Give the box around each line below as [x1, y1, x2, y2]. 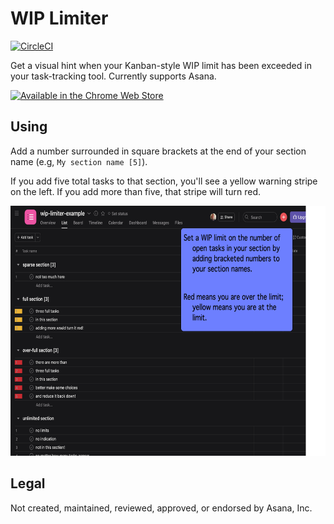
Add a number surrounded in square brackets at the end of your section [10, 145, 307, 157]
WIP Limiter [10, 7, 109, 30]
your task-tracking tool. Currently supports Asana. [10, 70, 217, 82]
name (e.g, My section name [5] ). [10, 155, 148, 167]
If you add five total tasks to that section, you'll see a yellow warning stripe [10, 175, 318, 187]
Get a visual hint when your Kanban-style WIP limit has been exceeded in [10, 59, 312, 71]
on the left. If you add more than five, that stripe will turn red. [10, 185, 262, 197]
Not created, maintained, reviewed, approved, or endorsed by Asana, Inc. [10, 502, 313, 514]
